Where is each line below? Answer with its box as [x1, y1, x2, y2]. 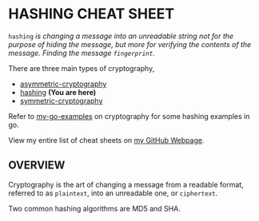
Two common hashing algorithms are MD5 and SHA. [8, 203, 181, 213]
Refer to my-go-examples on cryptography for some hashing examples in [8, 111, 250, 120]
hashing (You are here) [19, 87, 97, 97]
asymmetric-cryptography [19, 79, 107, 89]
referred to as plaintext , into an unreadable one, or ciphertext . [8, 188, 218, 198]
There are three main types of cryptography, [8, 63, 155, 73]
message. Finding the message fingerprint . [8, 48, 155, 57]
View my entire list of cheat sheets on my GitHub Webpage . [8, 135, 205, 144]
